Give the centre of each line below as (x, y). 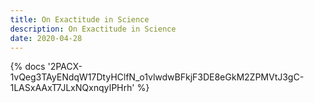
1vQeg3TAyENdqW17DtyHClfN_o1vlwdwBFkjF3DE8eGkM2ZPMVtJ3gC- (157, 77)
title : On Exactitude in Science (79, 19)
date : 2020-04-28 (46, 38)
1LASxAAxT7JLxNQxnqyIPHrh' (72, 88)
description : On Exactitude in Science (93, 29)
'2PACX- (65, 67)
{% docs (28, 67)
